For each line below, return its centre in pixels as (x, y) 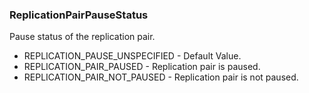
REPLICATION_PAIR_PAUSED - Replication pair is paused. (142, 67)
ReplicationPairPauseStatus (79, 15)
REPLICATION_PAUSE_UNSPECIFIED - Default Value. (132, 56)
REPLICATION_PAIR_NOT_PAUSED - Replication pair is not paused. (161, 77)
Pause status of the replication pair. (82, 37)
